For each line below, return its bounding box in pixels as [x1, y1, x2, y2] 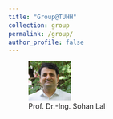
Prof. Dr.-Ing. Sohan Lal [28, 101, 106, 111]
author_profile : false [8, 38, 84, 46]
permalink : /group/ [8, 30, 74, 38]
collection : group [8, 21, 70, 30]
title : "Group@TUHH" [8, 13, 78, 21]
